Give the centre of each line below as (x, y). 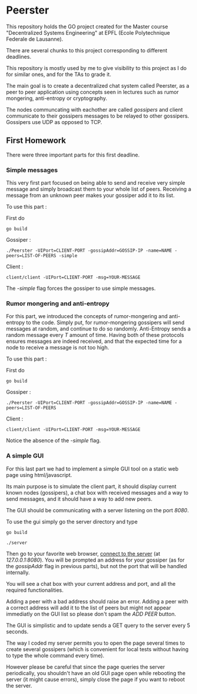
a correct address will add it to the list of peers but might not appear (89, 608)
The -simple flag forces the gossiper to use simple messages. (81, 288)
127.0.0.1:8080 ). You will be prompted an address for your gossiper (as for (96, 560)
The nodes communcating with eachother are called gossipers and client (95, 109)
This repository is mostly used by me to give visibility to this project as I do (96, 68)
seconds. (17, 631)
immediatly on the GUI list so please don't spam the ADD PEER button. (91, 614)
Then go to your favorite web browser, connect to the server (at (83, 553)
